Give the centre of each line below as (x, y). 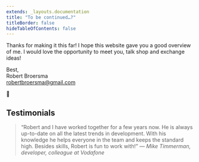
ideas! (14, 58)
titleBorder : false (30, 23)
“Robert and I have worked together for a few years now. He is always (107, 127)
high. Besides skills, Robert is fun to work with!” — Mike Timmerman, (106, 146)
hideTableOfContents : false (41, 28)
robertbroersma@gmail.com (41, 82)
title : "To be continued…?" (41, 17)
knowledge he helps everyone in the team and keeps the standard (102, 140)
